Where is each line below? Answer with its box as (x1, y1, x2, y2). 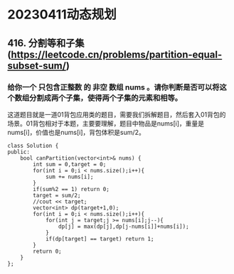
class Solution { (7, 142, 59, 149)
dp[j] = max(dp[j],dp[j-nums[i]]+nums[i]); (58, 223, 190, 230)
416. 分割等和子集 (7, 37, 85, 49)
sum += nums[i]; (45, 173, 94, 180)
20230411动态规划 (7, 6, 117, 23)
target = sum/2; (33, 192, 81, 199)
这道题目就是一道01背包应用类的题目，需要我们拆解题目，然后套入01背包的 (7, 110, 226, 119)
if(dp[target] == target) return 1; (45, 235, 154, 242)
